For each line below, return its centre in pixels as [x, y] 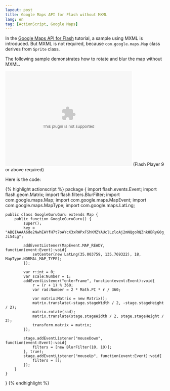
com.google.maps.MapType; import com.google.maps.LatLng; [70, 206]
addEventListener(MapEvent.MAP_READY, [64, 246]
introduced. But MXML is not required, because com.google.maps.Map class [83, 44]
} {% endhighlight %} [27, 383]
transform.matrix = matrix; [62, 325]
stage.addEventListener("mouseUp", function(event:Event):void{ [93, 356]
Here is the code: [23, 179]
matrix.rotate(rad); [54, 312]
